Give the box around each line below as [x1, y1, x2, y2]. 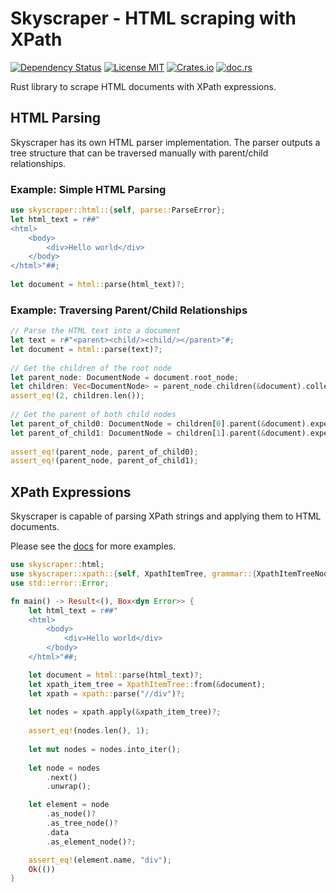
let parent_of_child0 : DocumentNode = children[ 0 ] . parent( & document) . [10, 418, 311, 429]
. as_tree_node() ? [46, 818, 118, 829]
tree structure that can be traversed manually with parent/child [10, 147, 269, 159]
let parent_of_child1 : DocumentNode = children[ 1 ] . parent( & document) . [10, 428, 311, 438]
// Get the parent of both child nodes [10, 410, 177, 420]
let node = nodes [28, 763, 101, 773]
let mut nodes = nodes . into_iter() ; [28, 744, 182, 754]
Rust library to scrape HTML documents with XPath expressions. [10, 80, 277, 92]
